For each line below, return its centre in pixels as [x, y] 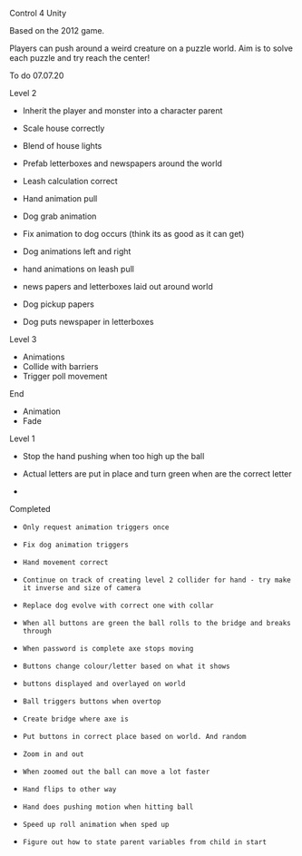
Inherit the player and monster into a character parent [122, 111]
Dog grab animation [59, 216]
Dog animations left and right [77, 251]
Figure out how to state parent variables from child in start [145, 842]
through [37, 631]
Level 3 [23, 339]
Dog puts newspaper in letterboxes [88, 322]
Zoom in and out [53, 754]
